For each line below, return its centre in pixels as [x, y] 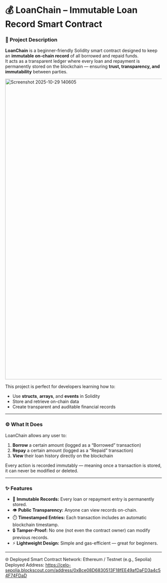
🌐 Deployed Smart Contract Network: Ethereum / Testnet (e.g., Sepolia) [78, 560]
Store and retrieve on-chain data [46, 402]
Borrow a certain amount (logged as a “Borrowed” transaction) [77, 445]
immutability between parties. [37, 72]
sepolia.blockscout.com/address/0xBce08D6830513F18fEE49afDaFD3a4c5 [83, 571]
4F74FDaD [16, 576]
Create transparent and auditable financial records [64, 407]
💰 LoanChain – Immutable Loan [71, 10]
